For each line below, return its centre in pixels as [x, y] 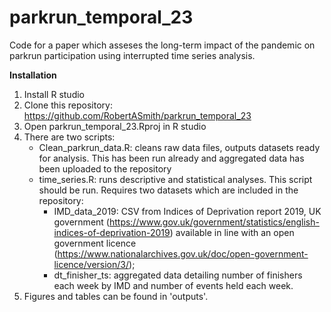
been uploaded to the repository [105, 168]
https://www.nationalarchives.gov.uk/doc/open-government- [183, 253]
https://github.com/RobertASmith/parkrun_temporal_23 [137, 115]
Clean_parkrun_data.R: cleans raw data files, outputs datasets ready [179, 147]
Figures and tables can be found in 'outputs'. [116, 296]
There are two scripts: [69, 137]
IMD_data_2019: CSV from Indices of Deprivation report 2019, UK [187, 211]
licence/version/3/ [91, 264]
